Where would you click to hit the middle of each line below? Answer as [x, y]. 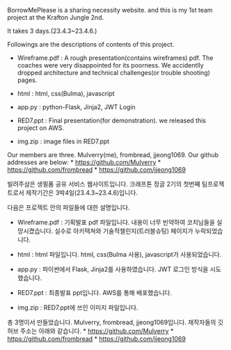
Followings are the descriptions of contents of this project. [91, 44]
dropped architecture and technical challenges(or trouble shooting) [114, 73]
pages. [27, 80]
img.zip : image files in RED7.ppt [63, 141]
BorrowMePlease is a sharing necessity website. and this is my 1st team [110, 10]
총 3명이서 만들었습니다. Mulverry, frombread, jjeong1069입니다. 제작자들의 [112, 322]
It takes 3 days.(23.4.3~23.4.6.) [52, 31]
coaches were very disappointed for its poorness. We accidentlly [110, 65]
